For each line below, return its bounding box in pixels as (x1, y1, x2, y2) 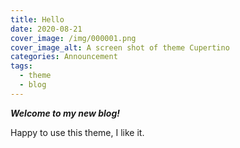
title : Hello (10, 14, 65, 25)
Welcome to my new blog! (10, 107, 121, 119)
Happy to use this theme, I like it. (10, 126, 145, 138)
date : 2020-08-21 (10, 24, 83, 34)
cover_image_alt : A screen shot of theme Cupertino (10, 42, 230, 53)
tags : (10, 61, 33, 71)
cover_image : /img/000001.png (10, 33, 137, 43)
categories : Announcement (10, 52, 118, 62)
